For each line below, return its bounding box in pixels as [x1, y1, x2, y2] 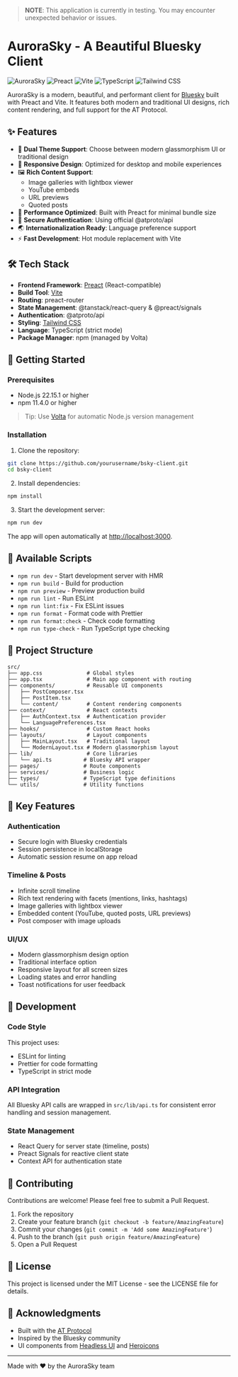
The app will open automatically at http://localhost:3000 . [7, 532, 173, 541]
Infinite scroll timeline [17, 886, 80, 895]
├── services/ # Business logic [7, 768, 135, 776]
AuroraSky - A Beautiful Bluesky [7, 38, 202, 55]
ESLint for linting [17, 1051, 66, 1061]
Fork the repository [17, 1210, 74, 1218]
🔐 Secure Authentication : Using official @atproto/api [17, 215, 174, 224]
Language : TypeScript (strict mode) [17, 326, 123, 334]
